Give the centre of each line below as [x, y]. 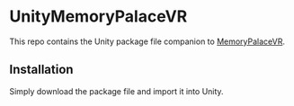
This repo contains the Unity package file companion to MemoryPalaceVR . [147, 41]
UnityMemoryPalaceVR [98, 17]
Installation [41, 70]
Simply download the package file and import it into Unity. [116, 91]
